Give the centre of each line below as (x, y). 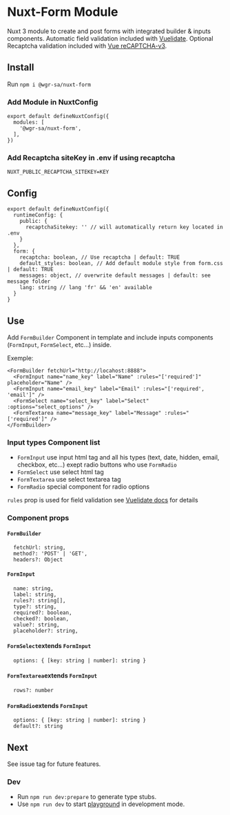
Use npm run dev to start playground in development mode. (101, 804)
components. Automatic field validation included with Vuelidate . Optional (110, 38)
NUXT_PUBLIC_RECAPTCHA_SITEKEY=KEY (58, 172)
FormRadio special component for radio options (83, 487)
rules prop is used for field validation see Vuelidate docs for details (103, 500)
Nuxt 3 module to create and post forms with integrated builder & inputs (109, 31)
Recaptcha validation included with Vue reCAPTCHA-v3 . (87, 46)
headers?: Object (38, 560)
